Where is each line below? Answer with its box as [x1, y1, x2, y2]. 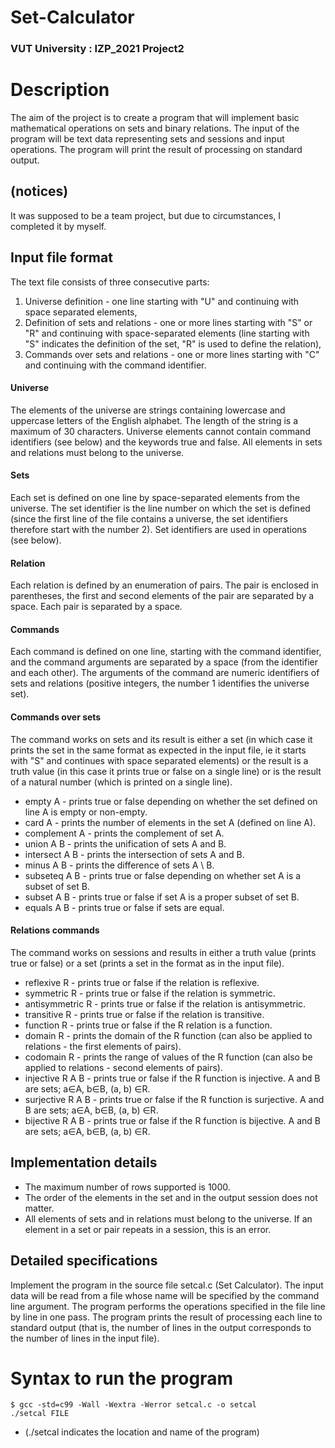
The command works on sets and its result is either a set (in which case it [10, 733, 313, 745]
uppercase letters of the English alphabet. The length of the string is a [10, 414, 299, 426]
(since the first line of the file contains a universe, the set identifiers [10, 513, 288, 525]
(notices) [10, 183, 69, 200]
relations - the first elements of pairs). [24, 1040, 182, 1052]
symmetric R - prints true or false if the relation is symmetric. [24, 987, 276, 999]
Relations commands [10, 924, 100, 936]
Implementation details [10, 1154, 158, 1171]
